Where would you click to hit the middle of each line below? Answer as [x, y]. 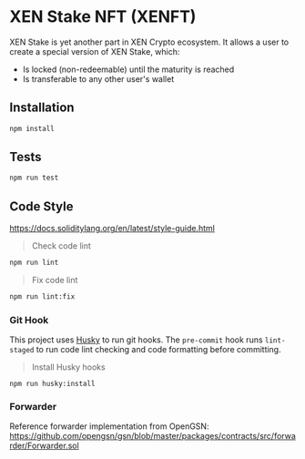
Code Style [41, 206]
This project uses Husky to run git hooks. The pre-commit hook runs [136, 340]
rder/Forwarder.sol [44, 446]
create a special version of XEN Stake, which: [95, 51]
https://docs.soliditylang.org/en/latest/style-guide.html [112, 229]
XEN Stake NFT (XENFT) [103, 17]
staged [22, 351]
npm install [32, 128]
